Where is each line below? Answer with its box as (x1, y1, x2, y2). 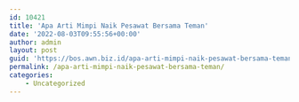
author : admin (9, 37, 62, 47)
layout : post (9, 46, 58, 55)
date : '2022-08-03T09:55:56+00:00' (9, 29, 141, 38)
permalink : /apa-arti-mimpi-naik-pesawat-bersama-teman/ (9, 63, 225, 72)
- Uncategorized (25, 79, 86, 88)
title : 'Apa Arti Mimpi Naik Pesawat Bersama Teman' (9, 21, 209, 30)
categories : (9, 71, 53, 80)
